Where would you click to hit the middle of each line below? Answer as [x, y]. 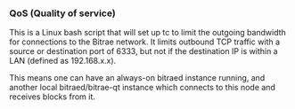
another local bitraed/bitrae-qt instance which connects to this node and [143, 88]
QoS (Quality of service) [62, 13]
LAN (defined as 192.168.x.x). [63, 61]
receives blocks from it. [53, 97]
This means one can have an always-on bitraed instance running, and [137, 78]
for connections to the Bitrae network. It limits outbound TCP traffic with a [145, 42]
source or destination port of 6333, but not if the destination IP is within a [143, 51]
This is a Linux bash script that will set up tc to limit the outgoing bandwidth [148, 33]
